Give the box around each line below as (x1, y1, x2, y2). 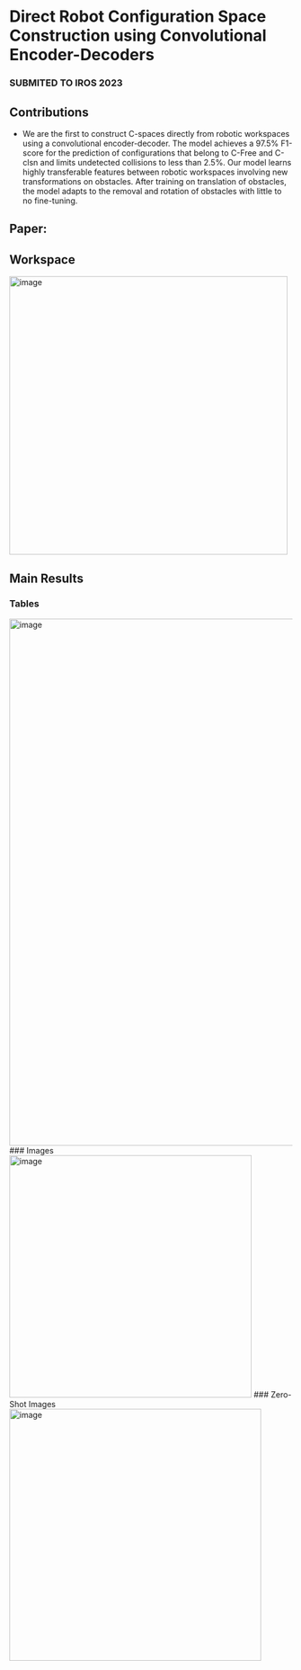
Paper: (9, 221, 48, 237)
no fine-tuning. (22, 195, 78, 206)
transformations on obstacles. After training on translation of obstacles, (22, 175, 288, 186)
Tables (9, 597, 40, 610)
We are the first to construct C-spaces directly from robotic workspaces (22, 128, 290, 139)
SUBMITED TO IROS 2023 (9, 76, 123, 89)
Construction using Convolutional (9, 25, 267, 46)
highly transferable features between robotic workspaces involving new (22, 166, 288, 177)
